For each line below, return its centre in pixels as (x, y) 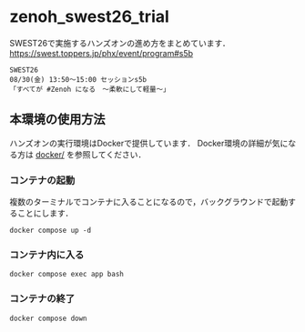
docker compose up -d (51, 231)
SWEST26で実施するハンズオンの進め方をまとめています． (120, 43)
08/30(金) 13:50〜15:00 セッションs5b (78, 79)
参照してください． (110, 154)
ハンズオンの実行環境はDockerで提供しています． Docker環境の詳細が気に (149, 143)
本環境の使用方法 (57, 120)
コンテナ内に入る (47, 255)
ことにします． (45, 213)
